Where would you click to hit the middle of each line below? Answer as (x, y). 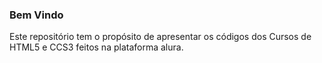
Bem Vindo (36, 15)
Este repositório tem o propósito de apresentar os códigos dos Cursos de (160, 37)
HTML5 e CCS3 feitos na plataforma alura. (96, 47)
